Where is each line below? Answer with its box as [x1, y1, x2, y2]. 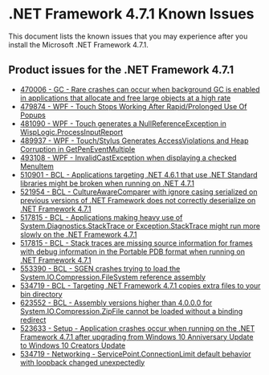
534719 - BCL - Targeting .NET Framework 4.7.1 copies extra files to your [19, 280, 261, 290]
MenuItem [19, 161, 54, 171]
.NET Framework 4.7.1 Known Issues [8, 5, 255, 23]
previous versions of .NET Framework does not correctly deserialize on [19, 195, 256, 205]
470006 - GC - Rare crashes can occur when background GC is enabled [19, 84, 260, 94]
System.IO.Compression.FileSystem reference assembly [19, 272, 206, 282]
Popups [19, 110, 46, 120]
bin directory [19, 289, 63, 299]
